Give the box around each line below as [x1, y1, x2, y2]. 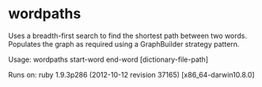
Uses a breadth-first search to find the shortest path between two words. [8, 31, 248, 40]
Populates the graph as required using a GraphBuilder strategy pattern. [8, 39, 240, 48]
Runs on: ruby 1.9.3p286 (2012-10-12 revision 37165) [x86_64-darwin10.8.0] [8, 70, 255, 79]
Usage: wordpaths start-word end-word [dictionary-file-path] [8, 55, 208, 64]
